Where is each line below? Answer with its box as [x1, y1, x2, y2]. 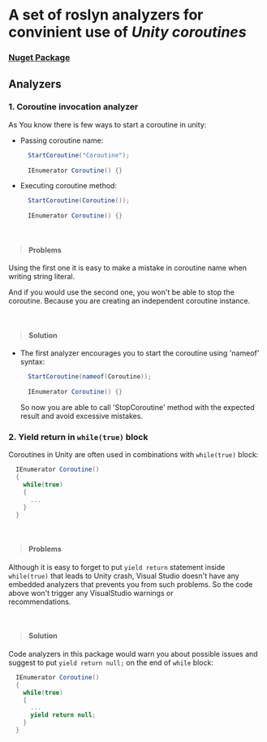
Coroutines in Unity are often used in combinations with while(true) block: [8, 450, 259, 459]
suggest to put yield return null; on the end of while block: [8, 658, 213, 667]
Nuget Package [8, 52, 71, 63]
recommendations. [8, 597, 71, 606]
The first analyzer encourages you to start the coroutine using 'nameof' [19, 348, 260, 358]
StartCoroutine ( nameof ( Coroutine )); [28, 373, 152, 381]
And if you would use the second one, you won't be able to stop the [8, 287, 235, 297]
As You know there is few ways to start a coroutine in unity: [8, 119, 207, 129]
